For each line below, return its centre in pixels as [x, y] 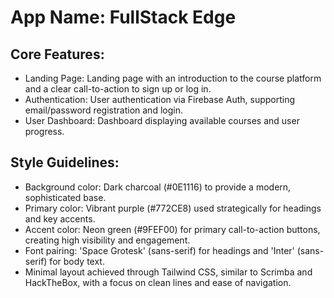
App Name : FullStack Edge [123, 17]
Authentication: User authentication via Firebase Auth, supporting [160, 99]
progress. [44, 131]
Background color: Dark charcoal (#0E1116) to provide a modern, [158, 187]
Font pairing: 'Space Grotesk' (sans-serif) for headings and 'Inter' [159, 250]
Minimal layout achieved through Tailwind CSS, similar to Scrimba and [168, 272]
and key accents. [60, 218]
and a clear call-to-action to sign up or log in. [118, 89]
